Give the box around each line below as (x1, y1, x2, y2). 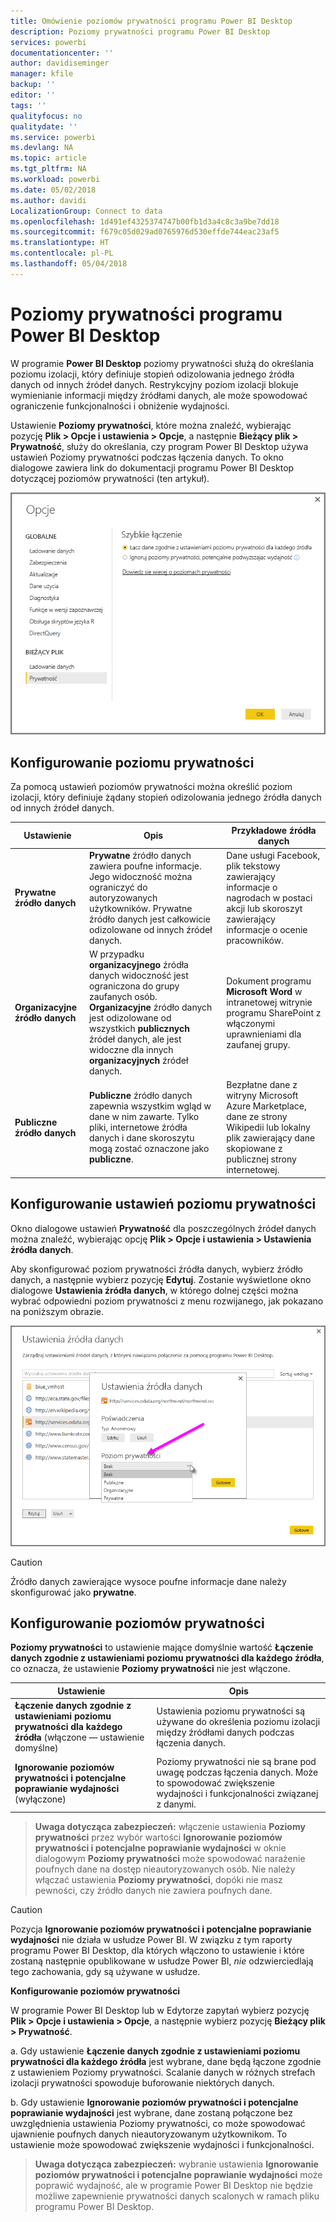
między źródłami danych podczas (156, 1726, 295, 1738)
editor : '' (10, 90, 56, 100)
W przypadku (88, 948, 145, 960)
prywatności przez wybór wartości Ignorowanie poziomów (34, 1831, 283, 1843)
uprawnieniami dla (226, 1028, 302, 1040)
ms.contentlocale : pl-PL (10, 248, 114, 259)
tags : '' (10, 100, 47, 110)
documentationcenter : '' (10, 48, 114, 58)
